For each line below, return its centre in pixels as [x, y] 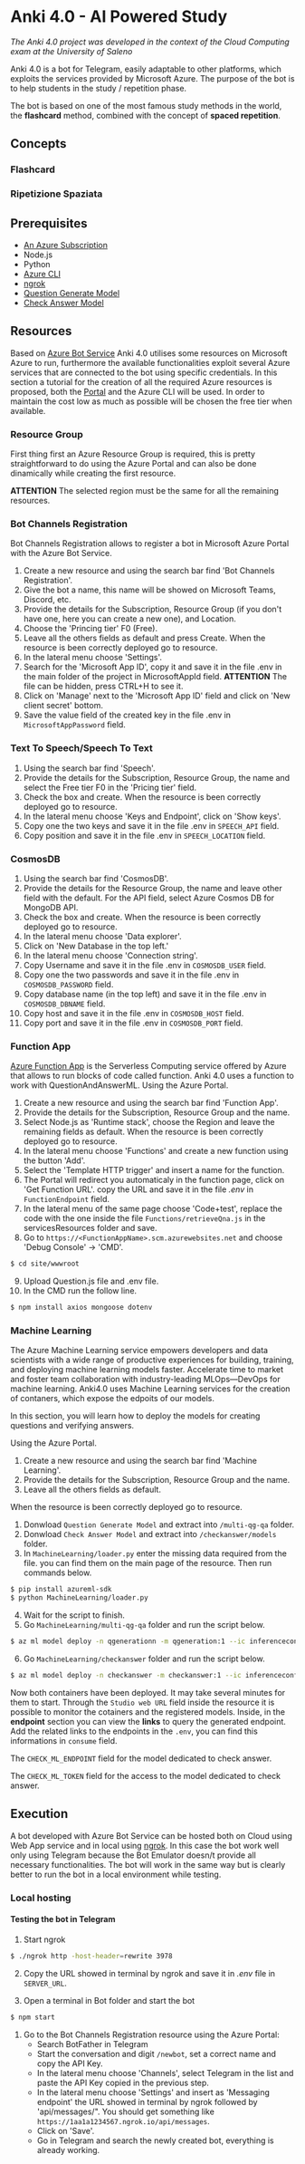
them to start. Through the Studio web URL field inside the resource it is [143, 1702]
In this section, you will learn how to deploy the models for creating [135, 1416]
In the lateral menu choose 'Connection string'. [110, 955]
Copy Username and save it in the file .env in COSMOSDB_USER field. [144, 965]
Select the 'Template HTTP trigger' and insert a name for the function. [154, 1170]
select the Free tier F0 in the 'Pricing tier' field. [110, 787]
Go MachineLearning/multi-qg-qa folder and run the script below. [144, 1625]
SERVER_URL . [45, 1983]
